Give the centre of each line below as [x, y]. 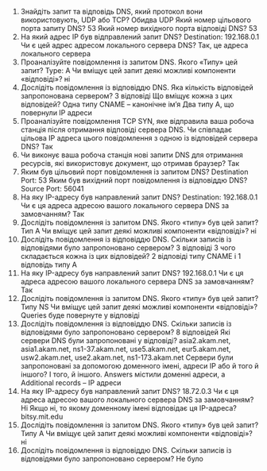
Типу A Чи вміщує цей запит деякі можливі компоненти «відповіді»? [137, 433]
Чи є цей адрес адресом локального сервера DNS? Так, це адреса [134, 45]
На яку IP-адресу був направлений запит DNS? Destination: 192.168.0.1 [139, 197]
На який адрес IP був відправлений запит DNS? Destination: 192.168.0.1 [140, 37]
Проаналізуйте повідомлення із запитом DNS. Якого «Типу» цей [129, 62]
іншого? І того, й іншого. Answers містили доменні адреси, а [123, 374]
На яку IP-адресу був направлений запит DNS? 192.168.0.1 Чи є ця [132, 273]
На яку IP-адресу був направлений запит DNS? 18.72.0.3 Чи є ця [130, 391]
